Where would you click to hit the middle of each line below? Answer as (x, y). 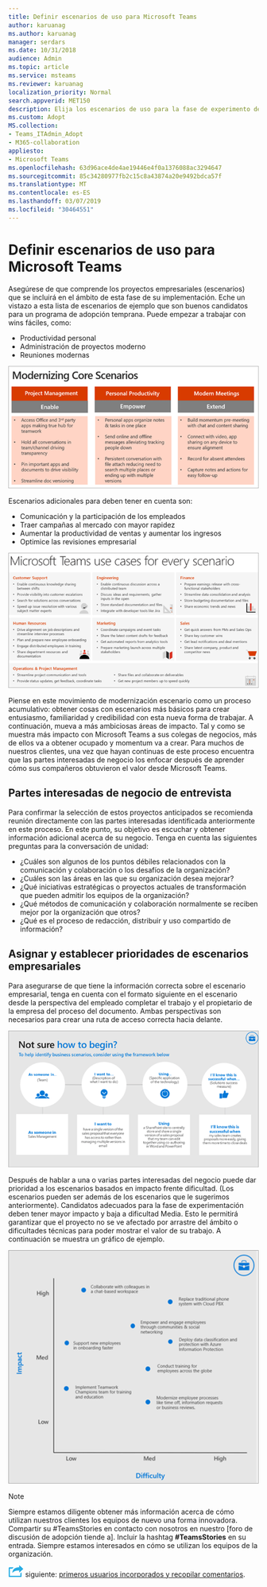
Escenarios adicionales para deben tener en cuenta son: (101, 501)
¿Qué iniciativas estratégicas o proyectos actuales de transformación (133, 887)
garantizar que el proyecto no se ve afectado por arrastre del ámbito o (123, 1222)
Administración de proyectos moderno (83, 346)
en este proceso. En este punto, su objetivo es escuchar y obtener (117, 829)
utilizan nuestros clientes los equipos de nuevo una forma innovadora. (123, 1520)
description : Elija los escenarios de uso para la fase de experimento (129, 109)
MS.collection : (33, 126)
